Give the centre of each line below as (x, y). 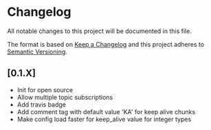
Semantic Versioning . (37, 52)
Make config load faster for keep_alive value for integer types (104, 119)
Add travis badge (42, 105)
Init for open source (45, 89)
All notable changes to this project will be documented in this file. (100, 31)
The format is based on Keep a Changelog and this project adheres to (106, 44)
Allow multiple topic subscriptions (65, 97)
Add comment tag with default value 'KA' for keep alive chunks (106, 111)
